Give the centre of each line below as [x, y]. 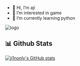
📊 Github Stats [29, 44]
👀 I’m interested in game [37, 13]
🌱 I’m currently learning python [44, 18]
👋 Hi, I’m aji [24, 8]
